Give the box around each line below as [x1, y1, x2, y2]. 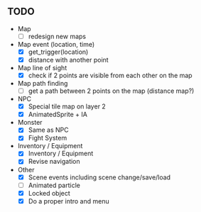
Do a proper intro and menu [28, 196, 109, 205]
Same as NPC [28, 125, 69, 134]
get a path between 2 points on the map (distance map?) [28, 87, 195, 95]
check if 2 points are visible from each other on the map [28, 71, 193, 79]
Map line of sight [17, 64, 67, 72]
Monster [17, 118, 43, 127]
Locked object [28, 189, 71, 197]
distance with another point [28, 55, 109, 64]
